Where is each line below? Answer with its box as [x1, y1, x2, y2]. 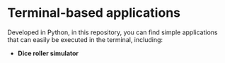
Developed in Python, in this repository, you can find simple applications [7, 28, 218, 36]
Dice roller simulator [17, 49, 79, 57]
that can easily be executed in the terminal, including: [7, 35, 163, 43]
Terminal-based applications [7, 5, 180, 21]
